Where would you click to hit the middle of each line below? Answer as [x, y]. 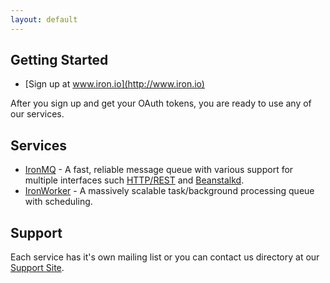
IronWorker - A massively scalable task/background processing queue [169, 191]
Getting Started [59, 60]
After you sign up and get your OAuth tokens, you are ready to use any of [161, 103]
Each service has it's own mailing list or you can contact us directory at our [165, 257]
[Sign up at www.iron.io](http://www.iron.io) [114, 84]
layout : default [44, 19]
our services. [37, 114]
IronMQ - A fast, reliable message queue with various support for [159, 170]
